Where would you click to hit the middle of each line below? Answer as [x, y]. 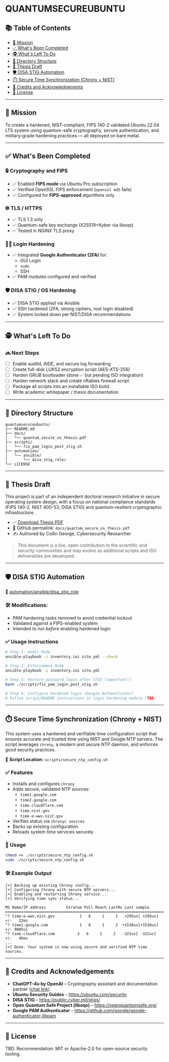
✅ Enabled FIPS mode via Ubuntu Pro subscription [65, 184]
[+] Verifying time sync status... [43, 898]
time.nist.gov [35, 811]
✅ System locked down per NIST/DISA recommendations [71, 315]
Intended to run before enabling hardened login [61, 629]
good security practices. [31, 750]
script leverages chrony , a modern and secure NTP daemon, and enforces [82, 744]
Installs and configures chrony [44, 784]
